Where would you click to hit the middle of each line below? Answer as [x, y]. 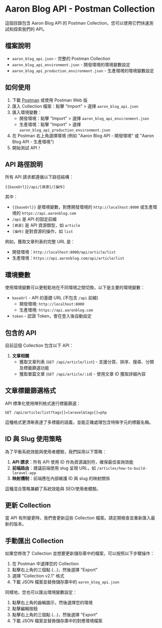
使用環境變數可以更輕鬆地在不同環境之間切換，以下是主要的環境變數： [75, 288]
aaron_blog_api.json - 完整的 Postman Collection [61, 58]
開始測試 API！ [27, 148]
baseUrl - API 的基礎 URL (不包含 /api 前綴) [55, 298]
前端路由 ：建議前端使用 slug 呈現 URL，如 [54, 468]
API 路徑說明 [24, 164]
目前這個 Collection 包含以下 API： [39, 345]
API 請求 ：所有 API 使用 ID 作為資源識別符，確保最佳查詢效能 [73, 462]
